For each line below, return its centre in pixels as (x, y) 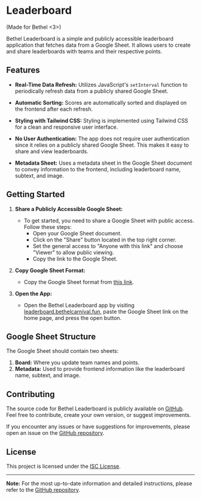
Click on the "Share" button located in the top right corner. (104, 240)
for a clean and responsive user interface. (66, 127)
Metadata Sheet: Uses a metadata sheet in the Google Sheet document (103, 163)
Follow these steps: (48, 227)
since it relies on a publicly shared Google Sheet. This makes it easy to (102, 145)
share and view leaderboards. (51, 151)
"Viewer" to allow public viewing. (73, 252)
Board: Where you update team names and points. (77, 362)
